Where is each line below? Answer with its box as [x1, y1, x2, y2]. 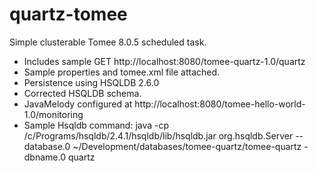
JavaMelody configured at [23, 98, 133, 110]
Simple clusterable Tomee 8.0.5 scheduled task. [9, 36, 207, 48]
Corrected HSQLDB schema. [23, 87, 142, 99]
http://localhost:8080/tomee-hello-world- [134, 98, 306, 110]
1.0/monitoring [23, 108, 84, 120]
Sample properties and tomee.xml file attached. [23, 66, 221, 78]
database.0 [23, 140, 71, 152]
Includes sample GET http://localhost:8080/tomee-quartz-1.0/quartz [23, 55, 306, 67]
